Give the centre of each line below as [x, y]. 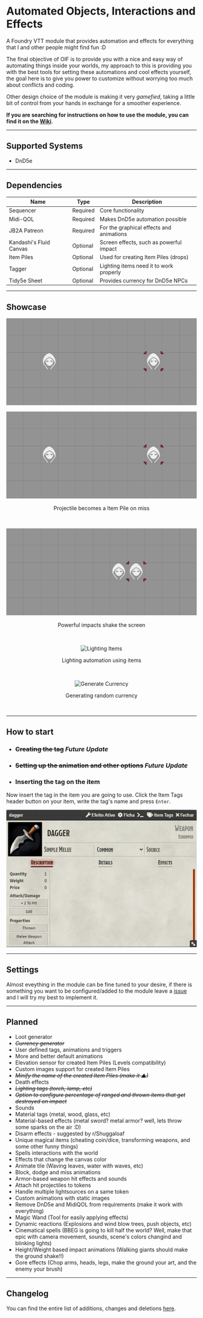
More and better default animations [59, 1056]
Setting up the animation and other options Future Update [101, 765]
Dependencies [34, 185]
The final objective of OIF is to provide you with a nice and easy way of [95, 59]
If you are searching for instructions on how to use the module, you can [98, 115]
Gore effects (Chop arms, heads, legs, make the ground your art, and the [106, 1262]
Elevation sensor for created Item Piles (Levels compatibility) [90, 1063]
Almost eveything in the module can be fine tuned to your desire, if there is [99, 984]
